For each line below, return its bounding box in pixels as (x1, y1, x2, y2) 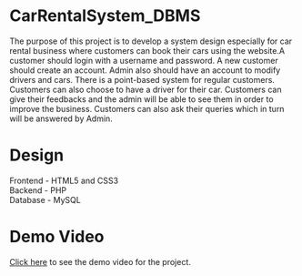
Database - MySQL (9, 194, 82, 205)
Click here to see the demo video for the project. (9, 256, 191, 267)
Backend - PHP (9, 184, 66, 196)
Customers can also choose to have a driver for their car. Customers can (9, 84, 282, 95)
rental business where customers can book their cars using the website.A (9, 45, 285, 56)
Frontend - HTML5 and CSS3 (9, 175, 119, 186)
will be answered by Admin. (9, 113, 114, 124)
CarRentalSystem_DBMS (9, 5, 201, 26)
